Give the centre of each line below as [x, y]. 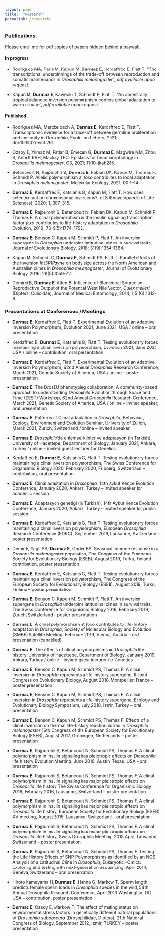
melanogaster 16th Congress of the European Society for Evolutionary [83, 730]
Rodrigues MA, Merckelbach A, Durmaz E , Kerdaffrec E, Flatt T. [76, 127]
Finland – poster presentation [42, 589]
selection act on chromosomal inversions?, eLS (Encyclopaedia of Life [83, 198]
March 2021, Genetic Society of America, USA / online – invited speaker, [85, 403]
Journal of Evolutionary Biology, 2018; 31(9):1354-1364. [68, 248]
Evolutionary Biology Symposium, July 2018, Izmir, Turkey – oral [77, 705]
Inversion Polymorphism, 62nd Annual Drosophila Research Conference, [86, 367]
